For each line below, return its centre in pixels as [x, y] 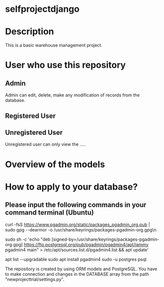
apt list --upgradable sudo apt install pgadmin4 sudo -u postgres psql [76, 259]
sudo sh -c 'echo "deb [28, 239]
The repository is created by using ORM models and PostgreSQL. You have [81, 269]
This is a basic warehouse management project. [54, 45]
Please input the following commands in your [76, 205]
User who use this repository [66, 65]
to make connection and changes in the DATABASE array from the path [77, 274]
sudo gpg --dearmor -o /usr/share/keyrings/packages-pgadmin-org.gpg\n [81, 229]
